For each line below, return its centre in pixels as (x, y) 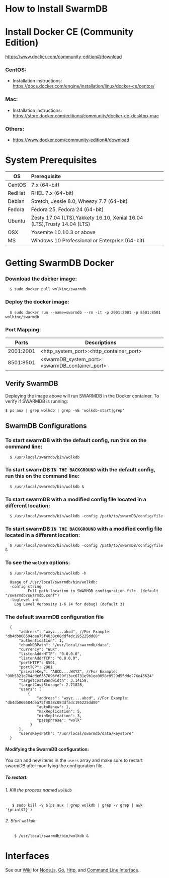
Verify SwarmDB (32, 384)
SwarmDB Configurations (46, 426)
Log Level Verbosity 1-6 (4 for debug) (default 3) (69, 604)
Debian (16, 201)
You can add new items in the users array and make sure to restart (74, 760)
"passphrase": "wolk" (59, 720)
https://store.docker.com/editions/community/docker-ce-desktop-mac (86, 116)
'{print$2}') (19, 810)
